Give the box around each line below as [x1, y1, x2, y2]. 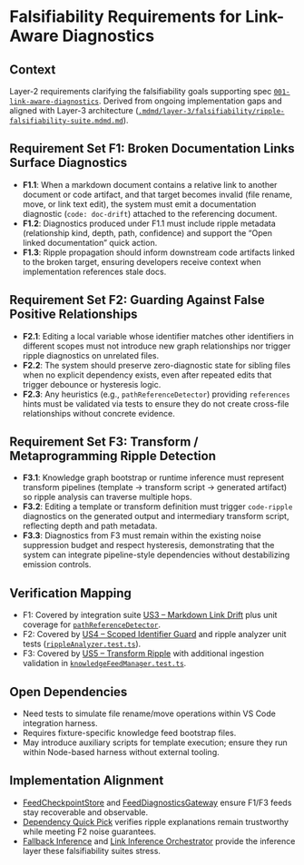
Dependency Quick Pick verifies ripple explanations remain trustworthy [22, 816, 289, 827]
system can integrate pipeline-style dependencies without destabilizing [22, 549, 290, 560]
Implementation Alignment [9, 773, 164, 789]
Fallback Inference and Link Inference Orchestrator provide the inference [22, 835, 296, 846]
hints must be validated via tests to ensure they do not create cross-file [22, 398, 289, 409]
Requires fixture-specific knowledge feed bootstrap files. [22, 728, 237, 739]
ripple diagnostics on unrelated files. [22, 349, 160, 360]
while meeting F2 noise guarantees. [22, 826, 157, 837]
